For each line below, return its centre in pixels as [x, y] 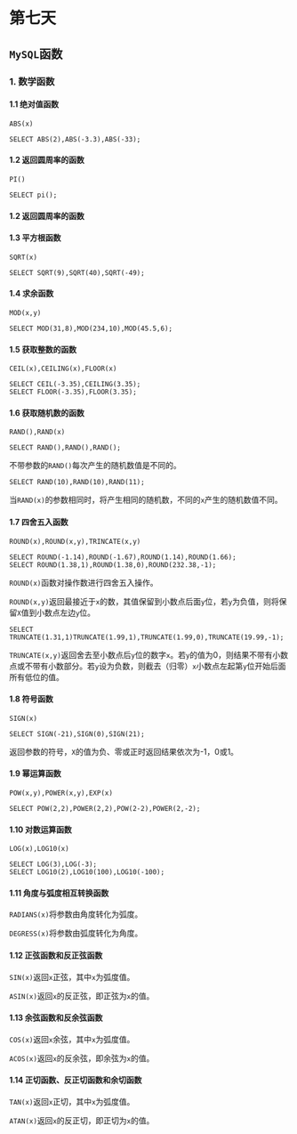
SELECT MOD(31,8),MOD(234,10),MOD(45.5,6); [91, 328]
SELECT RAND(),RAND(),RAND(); [65, 448]
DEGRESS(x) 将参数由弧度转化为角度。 [76, 933]
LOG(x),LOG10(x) [39, 849]
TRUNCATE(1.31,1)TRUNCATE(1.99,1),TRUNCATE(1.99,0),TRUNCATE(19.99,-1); [147, 637]
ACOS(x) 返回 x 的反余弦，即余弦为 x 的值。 [82, 1058]
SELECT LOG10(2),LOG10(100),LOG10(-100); [87, 872]
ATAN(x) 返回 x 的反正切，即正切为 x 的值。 [82, 1120]
